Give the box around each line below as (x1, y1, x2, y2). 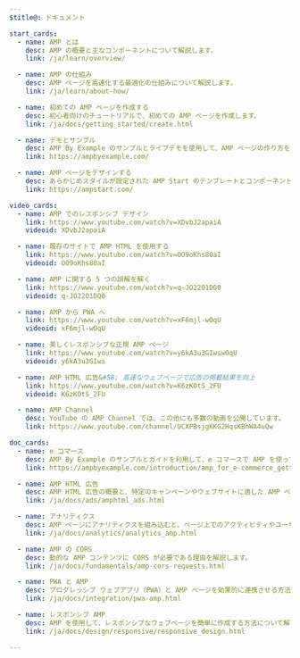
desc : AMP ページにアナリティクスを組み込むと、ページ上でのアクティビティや (25, 521, 276, 529)
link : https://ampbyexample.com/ (25, 153, 150, 162)
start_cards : (9, 29, 58, 38)
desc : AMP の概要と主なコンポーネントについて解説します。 (25, 46, 218, 54)
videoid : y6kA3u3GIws (25, 356, 105, 366)
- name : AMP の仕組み (17, 71, 92, 79)
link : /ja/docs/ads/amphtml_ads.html (25, 496, 166, 505)
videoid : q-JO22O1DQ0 (25, 291, 105, 300)
